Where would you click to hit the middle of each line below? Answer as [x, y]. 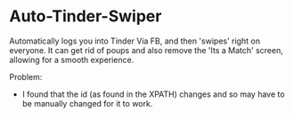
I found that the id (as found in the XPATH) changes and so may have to [153, 94]
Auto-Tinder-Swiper [86, 16]
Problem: [26, 76]
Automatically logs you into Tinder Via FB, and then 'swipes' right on [135, 41]
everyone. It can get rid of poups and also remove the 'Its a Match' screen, [146, 50]
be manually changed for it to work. [87, 103]
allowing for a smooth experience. [72, 59]
